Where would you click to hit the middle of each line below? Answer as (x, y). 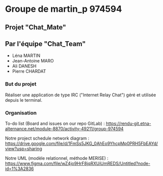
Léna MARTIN (26, 56)
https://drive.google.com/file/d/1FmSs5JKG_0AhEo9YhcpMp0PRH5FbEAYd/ (81, 143)
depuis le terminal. (24, 100)
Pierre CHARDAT (29, 71)
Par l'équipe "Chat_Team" (46, 44)
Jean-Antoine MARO (33, 61)
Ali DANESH (24, 66)
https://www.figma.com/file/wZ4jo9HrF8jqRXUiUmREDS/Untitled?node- (78, 163)
